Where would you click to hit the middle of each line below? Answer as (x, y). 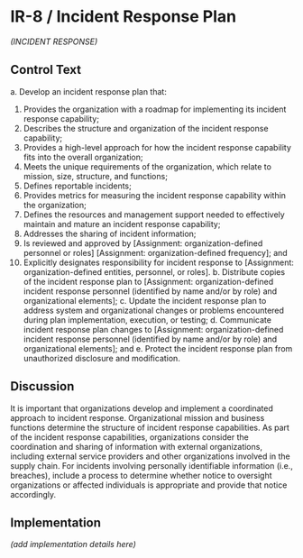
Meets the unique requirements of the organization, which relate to (147, 166)
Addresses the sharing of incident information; (110, 233)
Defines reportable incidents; (77, 186)
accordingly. (33, 494)
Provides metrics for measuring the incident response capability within (155, 195)
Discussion (42, 386)
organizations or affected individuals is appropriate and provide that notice (149, 485)
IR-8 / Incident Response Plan (124, 17)
